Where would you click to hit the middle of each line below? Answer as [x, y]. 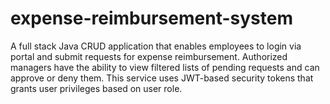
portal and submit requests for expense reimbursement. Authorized [149, 56]
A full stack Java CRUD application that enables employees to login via [156, 46]
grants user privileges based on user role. [96, 88]
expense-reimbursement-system [151, 18]
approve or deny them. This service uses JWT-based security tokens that [162, 78]
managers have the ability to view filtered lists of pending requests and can [165, 67]
